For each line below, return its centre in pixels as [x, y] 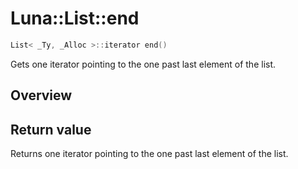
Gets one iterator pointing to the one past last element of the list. [143, 64]
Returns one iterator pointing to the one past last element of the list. [149, 154]
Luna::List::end [75, 18]
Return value [51, 129]
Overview [41, 95]
